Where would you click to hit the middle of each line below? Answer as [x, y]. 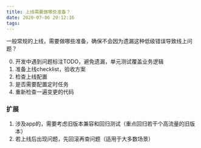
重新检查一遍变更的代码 [44, 92]
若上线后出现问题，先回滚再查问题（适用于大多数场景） [84, 139]
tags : [13, 23]
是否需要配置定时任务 [42, 84]
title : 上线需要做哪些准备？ [39, 12]
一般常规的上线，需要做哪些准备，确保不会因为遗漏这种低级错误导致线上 [97, 41]
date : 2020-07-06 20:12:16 [40, 18]
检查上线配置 [31, 77]
